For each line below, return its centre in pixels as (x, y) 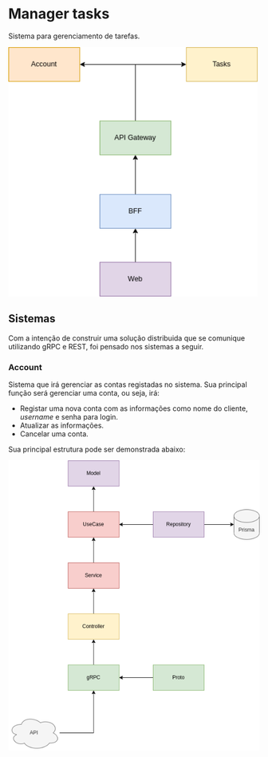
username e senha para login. (69, 417)
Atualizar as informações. (62, 426)
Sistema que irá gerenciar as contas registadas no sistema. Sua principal (128, 384)
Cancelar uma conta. (54, 434)
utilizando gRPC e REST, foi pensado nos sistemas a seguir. (106, 346)
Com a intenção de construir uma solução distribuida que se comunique (127, 338)
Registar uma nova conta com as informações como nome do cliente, (134, 408)
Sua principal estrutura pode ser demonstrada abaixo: (97, 449)
